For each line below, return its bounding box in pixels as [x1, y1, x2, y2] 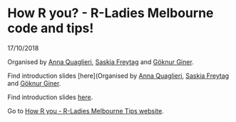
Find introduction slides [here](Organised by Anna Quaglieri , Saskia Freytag [7, 71, 230, 80]
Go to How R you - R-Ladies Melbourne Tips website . [7, 106, 164, 115]
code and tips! [7, 20, 94, 36]
